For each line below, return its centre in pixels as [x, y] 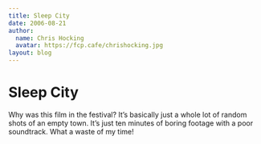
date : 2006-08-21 [37, 23]
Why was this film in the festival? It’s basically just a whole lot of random [128, 114]
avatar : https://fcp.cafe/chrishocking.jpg [89, 46]
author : [21, 30]
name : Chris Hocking [50, 38]
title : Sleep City [39, 16]
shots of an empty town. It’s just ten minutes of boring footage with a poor [131, 123]
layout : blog [30, 53]
